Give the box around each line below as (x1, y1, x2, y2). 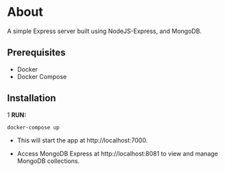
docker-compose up (7, 124, 60, 131)
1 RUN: (7, 111, 27, 119)
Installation (7, 92, 56, 104)
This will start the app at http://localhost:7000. (16, 136, 148, 144)
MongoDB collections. (16, 157, 80, 165)
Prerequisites (7, 47, 66, 58)
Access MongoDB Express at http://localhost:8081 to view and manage (16, 149, 218, 158)
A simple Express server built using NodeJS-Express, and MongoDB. (7, 27, 202, 35)
